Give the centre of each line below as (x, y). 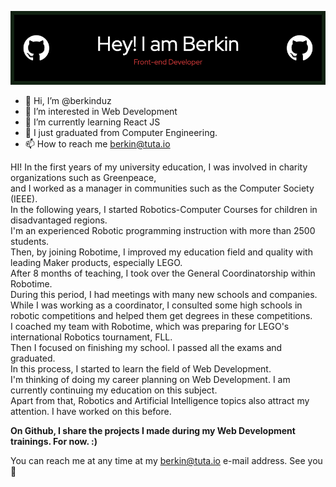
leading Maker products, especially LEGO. (96, 263)
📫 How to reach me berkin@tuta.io (97, 144)
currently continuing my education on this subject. (114, 390)
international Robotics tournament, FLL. (91, 337)
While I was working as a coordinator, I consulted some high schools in (156, 305)
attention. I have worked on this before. (91, 412)
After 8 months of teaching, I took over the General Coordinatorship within (163, 273)
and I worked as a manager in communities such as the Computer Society (162, 188)
